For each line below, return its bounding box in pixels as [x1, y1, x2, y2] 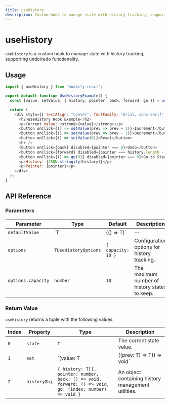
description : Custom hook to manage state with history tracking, [5, 12, 148, 17]
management [118, 381, 150, 388]
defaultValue [8, 229, 39, 235]
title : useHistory [5, 7, 44, 13]
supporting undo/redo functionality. [5, 56, 79, 62]
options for [134, 243, 160, 250]
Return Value [5, 305, 38, 312]
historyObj [26, 379, 53, 384]
